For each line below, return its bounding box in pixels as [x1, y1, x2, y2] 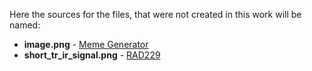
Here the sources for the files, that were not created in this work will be [9, 9, 302, 20]
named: [9, 19, 41, 31]
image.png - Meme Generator [23, 39, 149, 50]
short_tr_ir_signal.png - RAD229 [23, 49, 161, 61]
